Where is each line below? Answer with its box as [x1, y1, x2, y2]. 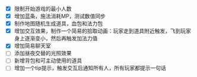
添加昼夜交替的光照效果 [14, 50, 72, 57]
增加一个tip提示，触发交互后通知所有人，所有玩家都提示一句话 [14, 65, 167, 72]
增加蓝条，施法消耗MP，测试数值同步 [14, 12, 106, 20]
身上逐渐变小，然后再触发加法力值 [14, 35, 98, 42]
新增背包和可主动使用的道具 [14, 57, 82, 64]
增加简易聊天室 [14, 42, 51, 49]
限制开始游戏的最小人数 [14, 5, 72, 12]
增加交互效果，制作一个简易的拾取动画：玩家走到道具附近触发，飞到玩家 [14, 27, 191, 34]
